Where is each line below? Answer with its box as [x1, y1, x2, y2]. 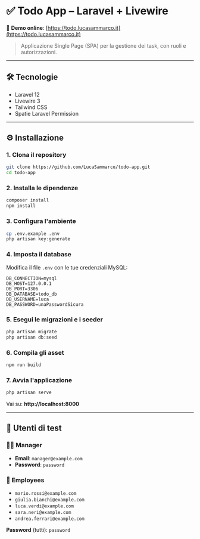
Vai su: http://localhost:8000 [6, 400, 80, 407]
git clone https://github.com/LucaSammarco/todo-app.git [6, 164, 151, 171]
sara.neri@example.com [14, 509, 71, 515]
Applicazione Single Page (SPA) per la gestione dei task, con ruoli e [20, 42, 186, 49]
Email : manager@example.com [14, 454, 83, 461]
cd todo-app [6, 170, 36, 176]
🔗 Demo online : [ [6, 24, 48, 31]
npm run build [6, 362, 42, 368]
